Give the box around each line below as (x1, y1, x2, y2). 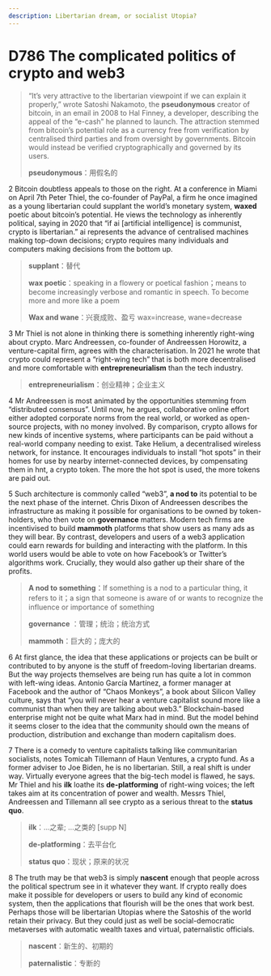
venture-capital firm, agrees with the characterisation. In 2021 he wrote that (8, 346, 260, 355)
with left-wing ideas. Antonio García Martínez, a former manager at (8, 677, 231, 688)
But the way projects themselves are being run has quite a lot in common (8, 669, 252, 679)
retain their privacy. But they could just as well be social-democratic (8, 915, 235, 925)
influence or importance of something (28, 602, 155, 612)
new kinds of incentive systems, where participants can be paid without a (8, 430, 254, 439)
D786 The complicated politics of (8, 46, 236, 65)
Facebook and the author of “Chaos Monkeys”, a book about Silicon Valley (8, 686, 256, 696)
